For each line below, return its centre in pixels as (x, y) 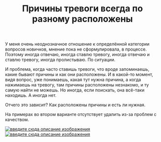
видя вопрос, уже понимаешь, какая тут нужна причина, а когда (73, 80)
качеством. (17, 120)
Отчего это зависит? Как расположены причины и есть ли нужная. (75, 105)
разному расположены (82, 19)
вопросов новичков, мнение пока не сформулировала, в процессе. (76, 49)
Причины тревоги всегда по (82, 9)
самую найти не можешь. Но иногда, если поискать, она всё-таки (75, 90)
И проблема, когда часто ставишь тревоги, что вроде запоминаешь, (77, 69)
